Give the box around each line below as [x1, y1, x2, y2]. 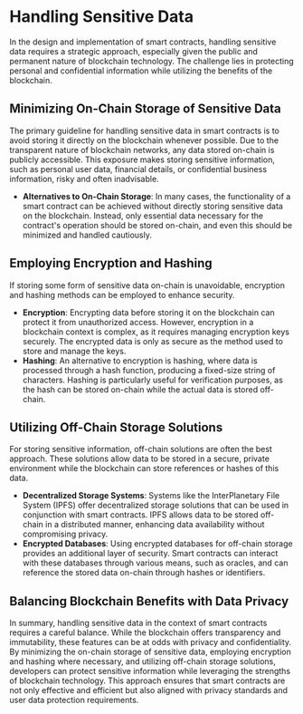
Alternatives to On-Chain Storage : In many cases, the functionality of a [22, 190, 291, 201]
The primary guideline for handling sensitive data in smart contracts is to [9, 125, 280, 136]
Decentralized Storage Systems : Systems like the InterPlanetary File [22, 490, 280, 501]
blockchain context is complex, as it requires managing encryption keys [22, 326, 289, 337]
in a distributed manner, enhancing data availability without [44, 519, 265, 530]
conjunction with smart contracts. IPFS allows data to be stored [22, 509, 260, 520]
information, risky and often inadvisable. [9, 173, 160, 184]
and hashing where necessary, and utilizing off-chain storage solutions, [9, 656, 276, 667]
